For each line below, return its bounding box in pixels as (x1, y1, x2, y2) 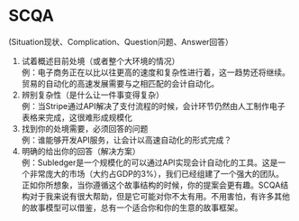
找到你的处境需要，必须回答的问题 (21, 123, 149, 134)
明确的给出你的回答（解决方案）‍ (21, 145, 140, 156)
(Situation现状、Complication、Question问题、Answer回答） (8, 36, 233, 47)
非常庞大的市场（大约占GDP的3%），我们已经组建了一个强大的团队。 (29, 168, 285, 179)
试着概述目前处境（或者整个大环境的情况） (21, 55, 180, 66)
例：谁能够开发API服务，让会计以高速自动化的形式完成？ (21, 134, 232, 145)
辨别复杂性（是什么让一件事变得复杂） (21, 89, 164, 100)
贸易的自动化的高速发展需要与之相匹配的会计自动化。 (21, 78, 220, 88)
